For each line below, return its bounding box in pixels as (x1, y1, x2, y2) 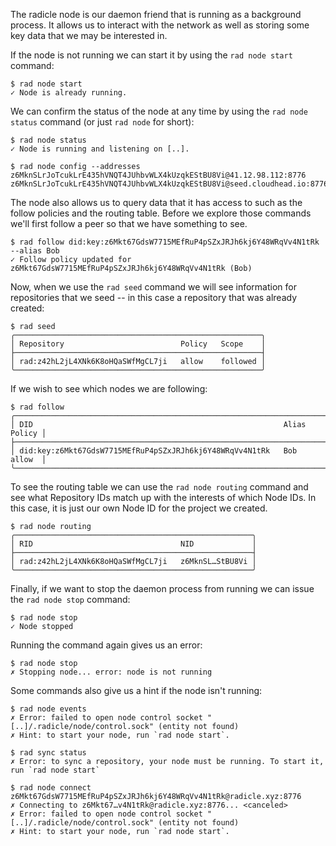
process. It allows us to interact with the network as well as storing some (10, 19, 310, 31)
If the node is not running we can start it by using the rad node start (10, 49, 293, 61)
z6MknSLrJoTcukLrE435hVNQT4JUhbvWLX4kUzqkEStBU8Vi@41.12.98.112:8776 (10, 170, 307, 180)
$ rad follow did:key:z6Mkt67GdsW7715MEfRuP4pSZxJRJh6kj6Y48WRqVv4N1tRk (10, 237, 320, 247)
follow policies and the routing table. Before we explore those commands (10, 207, 312, 219)
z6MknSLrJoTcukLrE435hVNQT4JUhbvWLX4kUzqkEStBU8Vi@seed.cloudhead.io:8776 (10, 179, 329, 189)
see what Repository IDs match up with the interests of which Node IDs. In (10, 492, 317, 503)
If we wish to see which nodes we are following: (10, 383, 208, 394)
